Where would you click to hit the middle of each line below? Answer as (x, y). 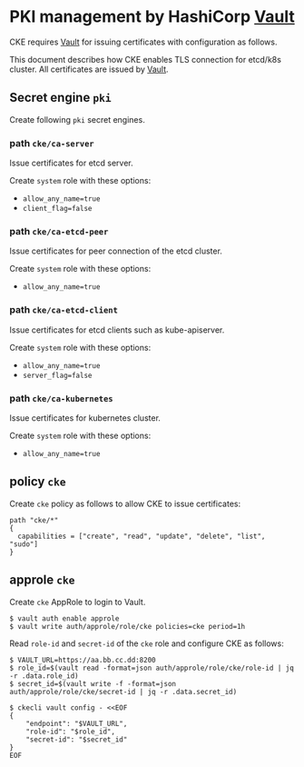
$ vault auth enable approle (64, 618)
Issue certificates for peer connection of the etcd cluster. (116, 251)
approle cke (42, 580)
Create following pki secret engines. (77, 119)
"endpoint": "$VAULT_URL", (77, 723)
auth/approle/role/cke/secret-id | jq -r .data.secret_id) (123, 692)
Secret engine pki (60, 98)
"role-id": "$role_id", (71, 732)
